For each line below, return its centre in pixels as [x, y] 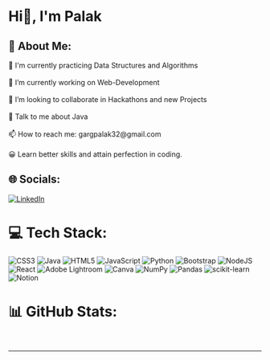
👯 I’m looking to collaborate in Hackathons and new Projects [108, 99]
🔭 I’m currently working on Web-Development [84, 82]
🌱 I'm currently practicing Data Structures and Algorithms [103, 65]
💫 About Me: [40, 46]
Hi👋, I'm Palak [55, 16]
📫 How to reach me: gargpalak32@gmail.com [85, 134]
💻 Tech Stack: [58, 233]
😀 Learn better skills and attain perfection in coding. [95, 154]
